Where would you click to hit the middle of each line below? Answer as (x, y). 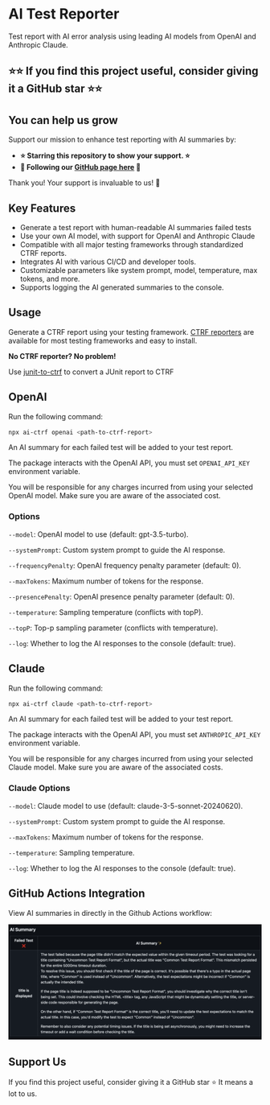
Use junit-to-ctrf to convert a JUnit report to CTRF (91, 372)
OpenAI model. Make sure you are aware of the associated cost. (115, 496)
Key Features (42, 208)
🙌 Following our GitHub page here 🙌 (80, 167)
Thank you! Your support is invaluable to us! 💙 (84, 183)
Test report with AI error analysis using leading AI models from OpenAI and (133, 36)
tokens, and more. (50, 278)
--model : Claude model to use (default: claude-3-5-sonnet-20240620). (126, 806)
